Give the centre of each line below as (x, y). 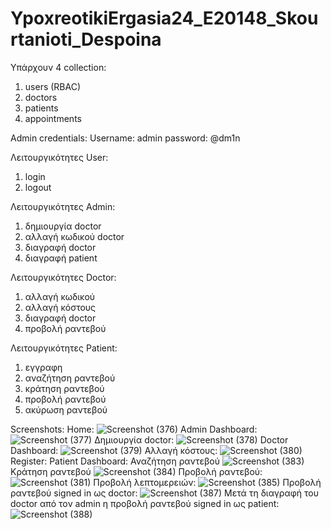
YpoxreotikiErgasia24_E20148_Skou (164, 18)
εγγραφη (43, 367)
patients (41, 108)
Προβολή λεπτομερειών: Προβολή (207, 482)
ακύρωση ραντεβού (66, 409)
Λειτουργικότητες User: (59, 157)
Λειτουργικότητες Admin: (63, 206)
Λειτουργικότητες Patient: (64, 348)
